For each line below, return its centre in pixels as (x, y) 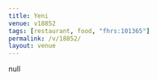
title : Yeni (28, 16)
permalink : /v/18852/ (45, 38)
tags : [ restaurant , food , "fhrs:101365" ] (79, 31)
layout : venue (32, 46)
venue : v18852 (32, 23)
